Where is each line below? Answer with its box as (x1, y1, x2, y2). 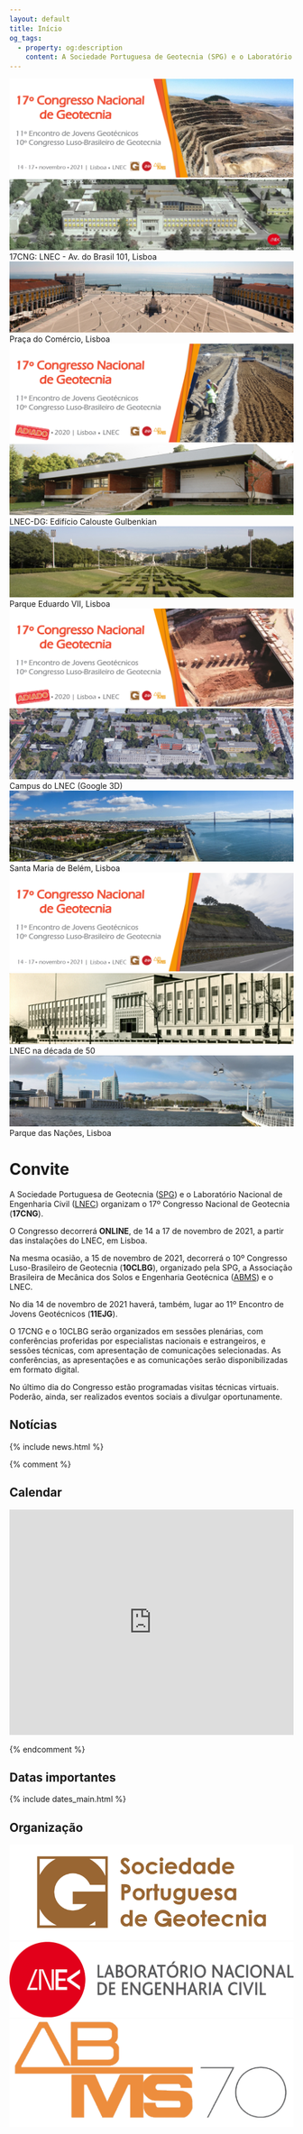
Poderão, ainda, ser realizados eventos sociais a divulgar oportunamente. (9, 1391, 283, 1402)
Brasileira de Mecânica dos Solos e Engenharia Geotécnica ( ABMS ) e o (9, 1271, 273, 1282)
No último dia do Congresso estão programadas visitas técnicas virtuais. (9, 1381, 280, 1392)
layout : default (9, 14, 70, 23)
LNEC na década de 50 (9, 1046, 96, 1056)
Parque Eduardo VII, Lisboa (9, 598, 111, 609)
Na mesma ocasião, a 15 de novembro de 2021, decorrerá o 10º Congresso (9, 1252, 288, 1263)
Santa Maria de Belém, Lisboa (9, 863, 121, 874)
